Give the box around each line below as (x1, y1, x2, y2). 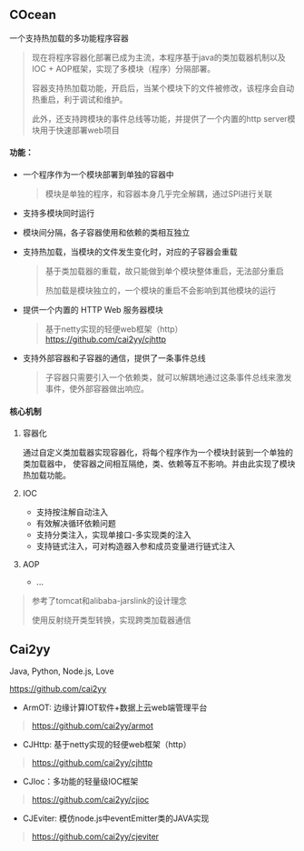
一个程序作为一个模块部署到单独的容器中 (22, 169, 174, 180)
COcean (9, 7, 57, 23)
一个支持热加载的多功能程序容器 (9, 32, 129, 44)
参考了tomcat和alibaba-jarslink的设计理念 (31, 596, 188, 606)
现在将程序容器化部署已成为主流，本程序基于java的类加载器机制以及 (31, 52, 286, 63)
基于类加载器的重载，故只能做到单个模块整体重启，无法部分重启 (44, 265, 284, 276)
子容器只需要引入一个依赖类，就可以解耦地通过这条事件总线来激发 (44, 372, 292, 383)
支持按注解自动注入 (35, 506, 109, 517)
